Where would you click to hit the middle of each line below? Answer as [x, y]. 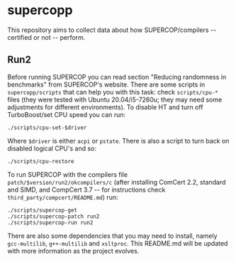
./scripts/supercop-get [43, 210]
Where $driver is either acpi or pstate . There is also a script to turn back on [118, 141]
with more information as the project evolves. [73, 251]
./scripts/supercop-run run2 [50, 222]
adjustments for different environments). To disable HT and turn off [105, 107]
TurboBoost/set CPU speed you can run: [67, 114]
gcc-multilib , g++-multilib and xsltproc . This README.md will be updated [118, 243]
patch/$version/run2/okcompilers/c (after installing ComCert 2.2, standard [117, 182]
